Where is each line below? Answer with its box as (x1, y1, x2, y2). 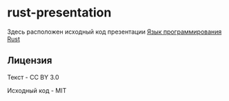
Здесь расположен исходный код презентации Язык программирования (7, 27, 222, 36)
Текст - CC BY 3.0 (7, 73, 60, 81)
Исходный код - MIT (7, 86, 67, 94)
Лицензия (7, 55, 52, 67)
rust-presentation (7, 5, 112, 21)
